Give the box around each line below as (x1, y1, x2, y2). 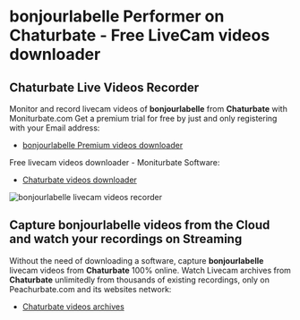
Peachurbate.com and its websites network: (9, 283, 172, 294)
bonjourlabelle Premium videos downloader (21, 140, 184, 150)
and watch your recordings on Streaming (9, 232, 243, 247)
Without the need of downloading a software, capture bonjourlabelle (9, 255, 264, 265)
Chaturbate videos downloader (21, 174, 137, 185)
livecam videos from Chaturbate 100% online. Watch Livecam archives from (9, 265, 291, 275)
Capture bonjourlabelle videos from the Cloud (9, 217, 270, 233)
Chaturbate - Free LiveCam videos (9, 25, 270, 46)
